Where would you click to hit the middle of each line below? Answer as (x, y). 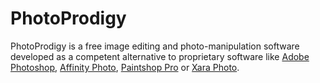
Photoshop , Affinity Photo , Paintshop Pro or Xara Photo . (125, 67)
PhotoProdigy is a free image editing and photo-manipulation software (155, 46)
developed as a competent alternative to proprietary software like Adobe (160, 56)
